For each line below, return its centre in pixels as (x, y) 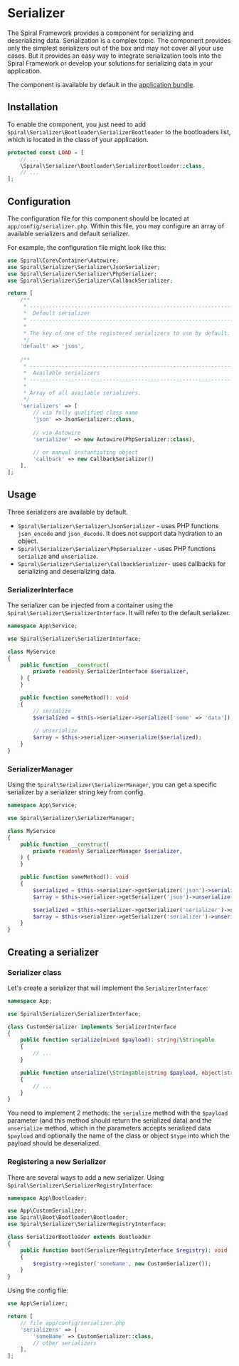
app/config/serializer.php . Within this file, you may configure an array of (116, 226)
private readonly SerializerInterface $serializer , (111, 672)
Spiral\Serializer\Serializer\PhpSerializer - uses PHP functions (116, 548)
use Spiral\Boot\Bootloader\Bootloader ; (68, 1218)
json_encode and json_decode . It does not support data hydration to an (120, 533)
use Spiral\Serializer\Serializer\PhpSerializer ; (83, 274)
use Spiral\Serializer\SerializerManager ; (71, 819)
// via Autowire (57, 432)
